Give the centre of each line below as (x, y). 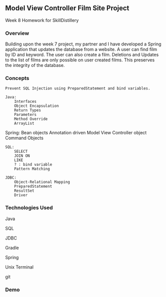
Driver (21, 195)
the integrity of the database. (35, 65)
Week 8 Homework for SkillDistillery (42, 20)
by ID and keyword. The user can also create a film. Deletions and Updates (82, 55)
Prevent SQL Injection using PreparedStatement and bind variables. (78, 89)
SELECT (21, 152)
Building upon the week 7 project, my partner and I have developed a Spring (83, 44)
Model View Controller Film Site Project (67, 8)
